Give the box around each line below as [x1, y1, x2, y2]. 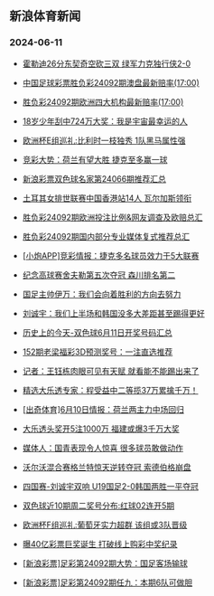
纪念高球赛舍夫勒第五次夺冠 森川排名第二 [22, 270, 176, 280]
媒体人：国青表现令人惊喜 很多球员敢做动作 [22, 442, 183, 453]
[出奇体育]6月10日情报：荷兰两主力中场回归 [22, 403, 185, 414]
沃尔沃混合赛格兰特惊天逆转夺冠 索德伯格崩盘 [22, 461, 191, 472]
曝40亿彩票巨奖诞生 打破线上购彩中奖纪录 [22, 538, 178, 549]
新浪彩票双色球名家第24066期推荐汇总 [22, 173, 167, 184]
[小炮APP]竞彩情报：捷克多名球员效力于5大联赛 [22, 250, 200, 260]
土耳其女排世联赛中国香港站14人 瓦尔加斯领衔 [22, 193, 192, 203]
